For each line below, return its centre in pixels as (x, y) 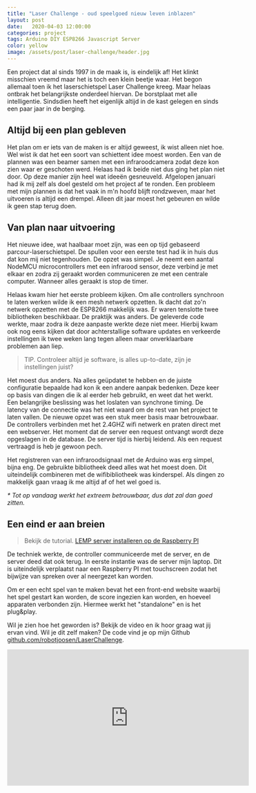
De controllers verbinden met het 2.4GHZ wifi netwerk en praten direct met (114, 424)
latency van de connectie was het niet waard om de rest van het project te (112, 410)
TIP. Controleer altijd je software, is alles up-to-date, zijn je (108, 359)
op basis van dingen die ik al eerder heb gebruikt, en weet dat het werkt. (110, 394)
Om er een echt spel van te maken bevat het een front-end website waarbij (114, 590)
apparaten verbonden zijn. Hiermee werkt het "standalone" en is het (104, 604)
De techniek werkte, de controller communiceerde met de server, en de (109, 554)
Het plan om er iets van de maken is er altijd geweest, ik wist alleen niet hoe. (116, 147)
